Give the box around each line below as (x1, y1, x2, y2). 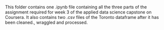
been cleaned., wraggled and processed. (5, 19, 88, 25)
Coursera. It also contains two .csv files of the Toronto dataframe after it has (5, 15, 159, 20)
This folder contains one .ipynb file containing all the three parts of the (5, 4, 147, 10)
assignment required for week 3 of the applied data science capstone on (5, 9, 152, 15)
